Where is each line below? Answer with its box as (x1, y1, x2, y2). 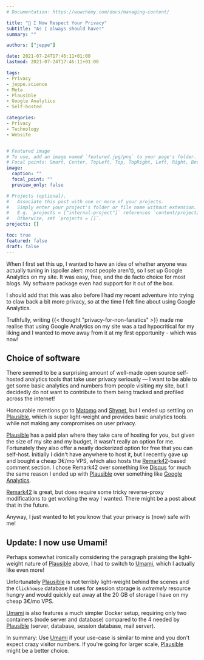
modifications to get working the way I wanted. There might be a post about (6, 495, 196, 502)
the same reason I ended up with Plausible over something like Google (6, 470, 182, 478)
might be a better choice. (6, 647, 69, 655)
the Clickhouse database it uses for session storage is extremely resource (6, 585, 191, 592)
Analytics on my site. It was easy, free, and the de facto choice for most (6, 273, 186, 280)
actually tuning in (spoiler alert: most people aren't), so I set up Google (6, 266, 183, 274)
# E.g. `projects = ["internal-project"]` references (6, 210, 151, 216)
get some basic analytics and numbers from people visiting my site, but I (6, 382, 188, 389)
